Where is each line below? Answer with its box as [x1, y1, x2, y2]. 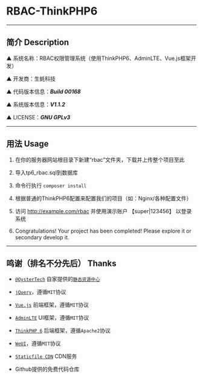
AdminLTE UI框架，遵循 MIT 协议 [14, 314, 89, 322]
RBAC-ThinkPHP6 [6, 4, 98, 18]
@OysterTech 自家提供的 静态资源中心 [14, 276, 100, 283]
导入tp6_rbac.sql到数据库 [14, 168, 79, 176]
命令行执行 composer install [14, 182, 87, 189]
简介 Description [6, 38, 69, 48]
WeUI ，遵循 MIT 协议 [14, 340, 61, 347]
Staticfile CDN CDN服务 [14, 353, 77, 360]
